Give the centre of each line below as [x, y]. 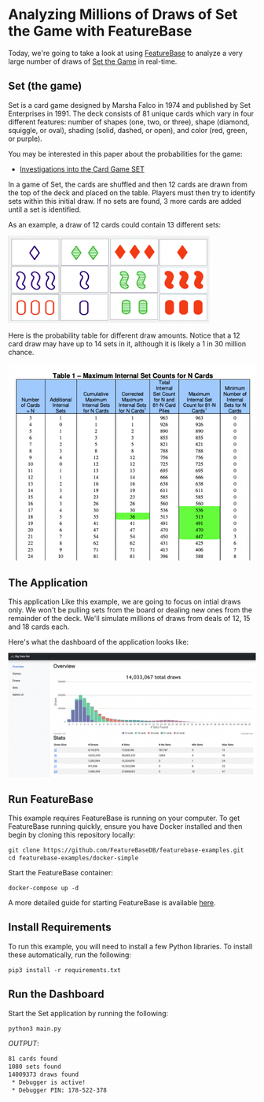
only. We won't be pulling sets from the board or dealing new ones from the [130, 610]
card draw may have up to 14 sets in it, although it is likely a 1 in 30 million [127, 343]
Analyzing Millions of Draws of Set [123, 15]
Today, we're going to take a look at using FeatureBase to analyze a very [126, 53]
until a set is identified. [45, 209]
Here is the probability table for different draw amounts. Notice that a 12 [125, 335]
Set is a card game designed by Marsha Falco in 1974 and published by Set [130, 105]
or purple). [26, 139]
